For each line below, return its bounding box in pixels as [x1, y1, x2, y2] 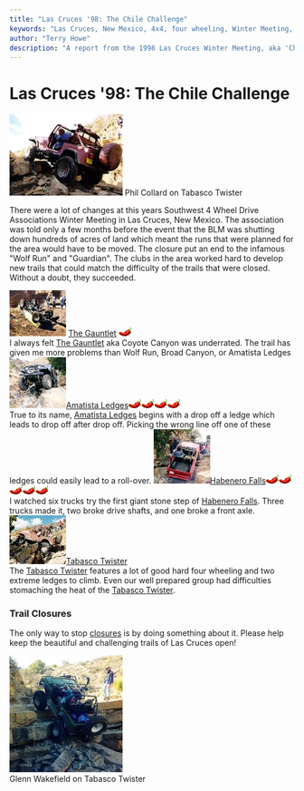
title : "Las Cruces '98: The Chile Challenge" [9, 15, 188, 24]
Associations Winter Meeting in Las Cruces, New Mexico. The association [9, 214, 285, 226]
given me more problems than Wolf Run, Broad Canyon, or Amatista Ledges [9, 347, 291, 358]
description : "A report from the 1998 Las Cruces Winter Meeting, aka [9, 44, 281, 53]
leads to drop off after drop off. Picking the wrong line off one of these [9, 419, 271, 430]
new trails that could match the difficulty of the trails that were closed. [9, 263, 271, 274]
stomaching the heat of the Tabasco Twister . [9, 585, 176, 596]
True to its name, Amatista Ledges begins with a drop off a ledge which [9, 409, 276, 421]
